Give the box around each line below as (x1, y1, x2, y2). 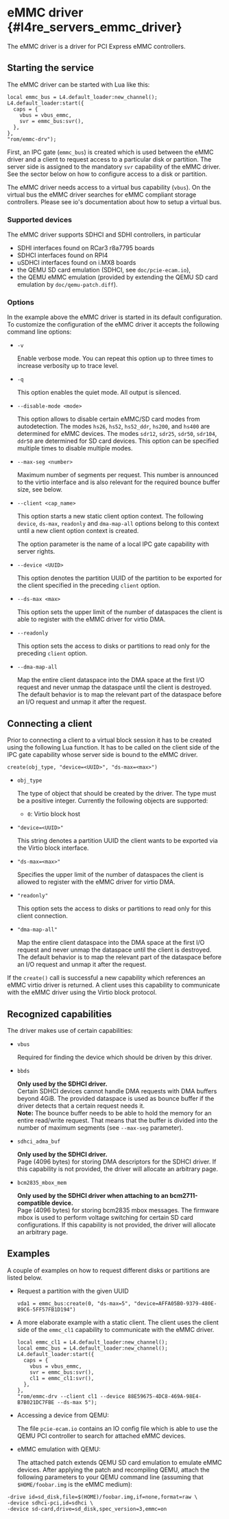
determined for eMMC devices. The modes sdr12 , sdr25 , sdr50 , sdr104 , (16, 430, 217, 438)
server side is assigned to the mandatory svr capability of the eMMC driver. (7, 162, 221, 171)
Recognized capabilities (7, 1008, 112, 1020)
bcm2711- (169, 1191, 198, 1199)
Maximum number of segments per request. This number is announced (16, 471, 219, 479)
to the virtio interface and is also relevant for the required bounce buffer (16, 478, 221, 486)
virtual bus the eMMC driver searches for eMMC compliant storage (7, 190, 197, 199)
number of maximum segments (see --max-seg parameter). (16, 1123, 184, 1132)
